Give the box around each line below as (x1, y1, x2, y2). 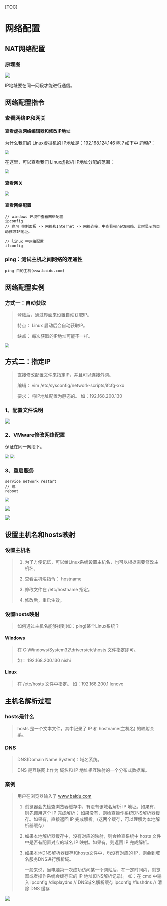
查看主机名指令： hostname (24, 576, 82, 582)
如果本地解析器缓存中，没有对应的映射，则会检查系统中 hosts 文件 (24, 833, 161, 839)
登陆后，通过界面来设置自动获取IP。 (17, 312, 92, 318)
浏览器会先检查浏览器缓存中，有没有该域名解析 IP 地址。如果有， (24, 804, 159, 810)
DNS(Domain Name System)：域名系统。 (17, 756, 102, 762)
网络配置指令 (5, 98, 45, 107)
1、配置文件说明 (5, 407, 43, 414)
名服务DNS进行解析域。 (24, 856, 74, 862)
